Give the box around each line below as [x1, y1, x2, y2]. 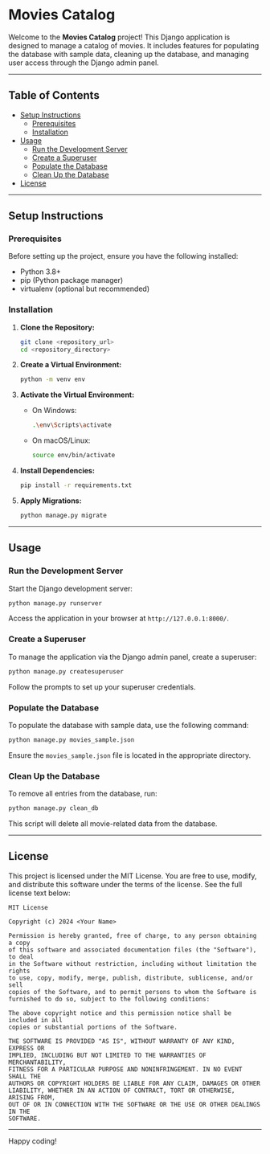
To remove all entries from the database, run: [8, 789, 158, 799]
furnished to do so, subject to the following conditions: [8, 995, 211, 1003]
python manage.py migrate [19, 511, 107, 519]
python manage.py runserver [8, 599, 103, 608]
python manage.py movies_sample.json [8, 735, 135, 744]
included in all [8, 1016, 63, 1024]
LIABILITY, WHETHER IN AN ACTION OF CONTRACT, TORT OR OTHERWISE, [8, 1086, 235, 1095]
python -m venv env [19, 375, 86, 383]
